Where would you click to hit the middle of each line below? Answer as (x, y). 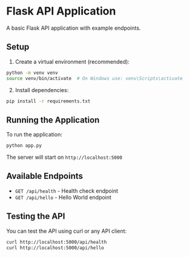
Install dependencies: (42, 90)
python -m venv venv (32, 73)
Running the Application (53, 120)
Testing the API (36, 216)
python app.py (24, 146)
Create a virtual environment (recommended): (72, 61)
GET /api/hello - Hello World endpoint (63, 197)
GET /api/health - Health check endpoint (66, 191)
